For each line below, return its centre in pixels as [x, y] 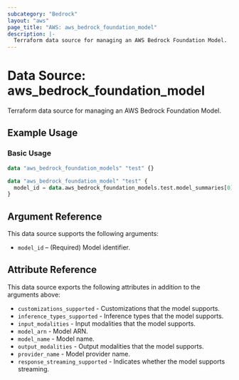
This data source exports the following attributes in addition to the [104, 287]
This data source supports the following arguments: [83, 234]
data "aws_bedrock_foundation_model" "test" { [78, 181]
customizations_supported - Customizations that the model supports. [119, 308]
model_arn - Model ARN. [53, 331]
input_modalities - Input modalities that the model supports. [106, 323]
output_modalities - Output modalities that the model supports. [111, 346]
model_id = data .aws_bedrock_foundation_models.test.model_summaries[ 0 [122, 188]
